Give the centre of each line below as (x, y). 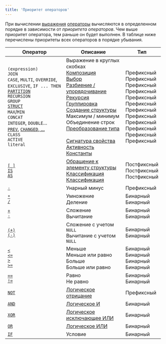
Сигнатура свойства (91, 141)
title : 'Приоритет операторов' (37, 10)
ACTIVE (15, 140)
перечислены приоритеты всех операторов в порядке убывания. (74, 40)
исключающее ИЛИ (90, 318)
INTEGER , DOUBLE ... (27, 123)
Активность (80, 147)
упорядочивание (86, 91)
